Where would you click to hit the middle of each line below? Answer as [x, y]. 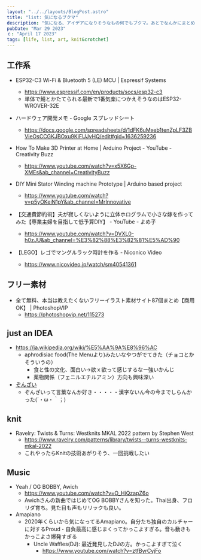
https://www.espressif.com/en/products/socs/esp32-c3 [93, 92]
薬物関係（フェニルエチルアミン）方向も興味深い [94, 377]
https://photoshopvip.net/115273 [64, 314]
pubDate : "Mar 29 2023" [36, 28]
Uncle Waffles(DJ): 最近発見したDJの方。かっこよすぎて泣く [108, 544]
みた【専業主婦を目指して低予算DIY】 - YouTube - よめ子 [86, 222]
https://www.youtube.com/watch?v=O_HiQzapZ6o [86, 493]
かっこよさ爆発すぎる [51, 537]
